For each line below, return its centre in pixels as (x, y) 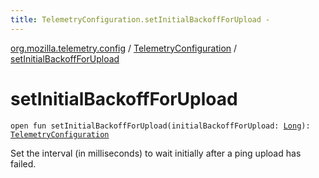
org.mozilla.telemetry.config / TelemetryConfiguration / (124, 48)
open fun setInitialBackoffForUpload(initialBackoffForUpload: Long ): (160, 126)
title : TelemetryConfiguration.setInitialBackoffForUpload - (140, 19)
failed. (23, 163)
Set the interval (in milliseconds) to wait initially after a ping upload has (156, 153)
